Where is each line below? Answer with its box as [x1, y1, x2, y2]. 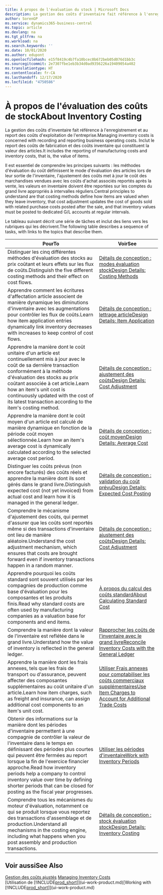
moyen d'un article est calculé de [7, 418, 83, 425]
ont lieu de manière [7, 531, 51, 538]
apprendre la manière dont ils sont [7, 475, 86, 482]
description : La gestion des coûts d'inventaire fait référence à [5, 12, 142, 17]
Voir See [118, 240, 137, 247]
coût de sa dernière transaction [7, 361, 79, 368]
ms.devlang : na [5, 30, 36, 35]
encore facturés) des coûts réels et [7, 468, 87, 475]
